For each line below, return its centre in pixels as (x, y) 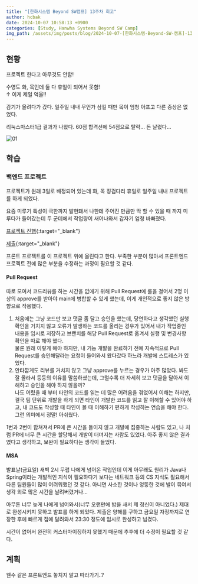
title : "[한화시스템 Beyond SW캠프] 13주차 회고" (61, 12)
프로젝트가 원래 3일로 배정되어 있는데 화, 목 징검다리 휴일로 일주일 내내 (87, 191)
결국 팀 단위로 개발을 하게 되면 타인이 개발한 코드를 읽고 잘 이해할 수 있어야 (100, 400)
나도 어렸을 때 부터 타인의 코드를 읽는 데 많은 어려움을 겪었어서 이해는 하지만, (103, 392)
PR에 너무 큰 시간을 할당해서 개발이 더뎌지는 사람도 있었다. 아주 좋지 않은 (95, 434)
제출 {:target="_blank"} (33, 244)
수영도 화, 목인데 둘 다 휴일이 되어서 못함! (53, 87)
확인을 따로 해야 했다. (39, 340)
